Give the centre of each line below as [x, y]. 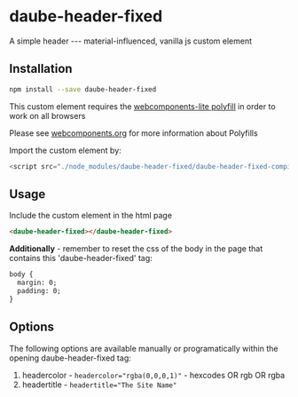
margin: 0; [37, 283]
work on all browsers [47, 115]
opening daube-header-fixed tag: [70, 358]
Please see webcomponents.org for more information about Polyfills [134, 133]
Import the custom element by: [65, 150]
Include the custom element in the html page [91, 216]
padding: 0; [39, 290]
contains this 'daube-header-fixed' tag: [81, 258]
